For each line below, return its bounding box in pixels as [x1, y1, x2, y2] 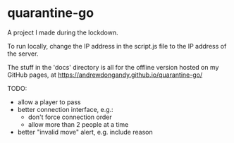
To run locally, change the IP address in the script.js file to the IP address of [7, 42, 227, 50]
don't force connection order [27, 113, 112, 121]
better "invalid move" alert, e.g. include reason [17, 128, 153, 136]
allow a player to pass [17, 97, 81, 106]
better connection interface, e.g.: [17, 105, 114, 113]
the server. [7, 49, 39, 58]
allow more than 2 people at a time [27, 120, 129, 128]
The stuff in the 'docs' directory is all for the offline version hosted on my [7, 63, 219, 71]
